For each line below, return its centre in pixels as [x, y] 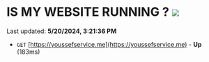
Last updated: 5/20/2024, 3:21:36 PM [62, 31]
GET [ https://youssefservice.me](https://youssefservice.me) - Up [109, 44]
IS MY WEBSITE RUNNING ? [88, 12]
